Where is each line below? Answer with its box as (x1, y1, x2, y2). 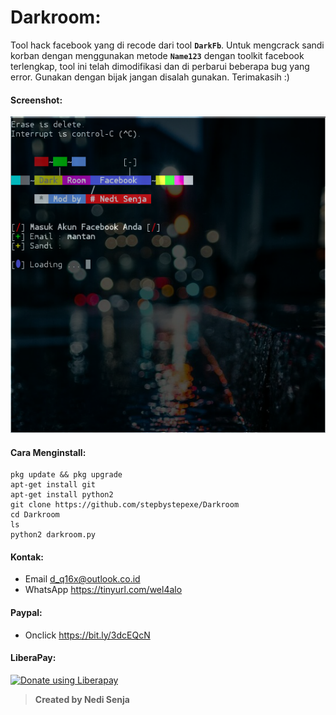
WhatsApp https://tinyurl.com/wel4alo (24, 584, 183, 596)
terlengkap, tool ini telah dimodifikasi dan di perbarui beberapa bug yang (10, 60, 310, 72)
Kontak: (10, 551, 44, 563)
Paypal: (10, 607, 43, 618)
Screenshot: (10, 94, 63, 106)
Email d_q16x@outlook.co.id (24, 573, 141, 585)
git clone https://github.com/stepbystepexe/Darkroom (10, 500, 240, 510)
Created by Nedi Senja (34, 693, 130, 705)
